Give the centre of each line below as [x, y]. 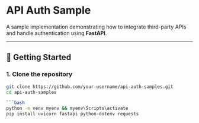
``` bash [16, 103]
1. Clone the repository [39, 74]
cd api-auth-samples [32, 92]
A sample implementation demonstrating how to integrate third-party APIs [96, 27]
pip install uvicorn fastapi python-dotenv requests [73, 114]
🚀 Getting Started [39, 57]
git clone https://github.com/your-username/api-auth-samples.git [90, 87]
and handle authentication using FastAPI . [57, 33]
